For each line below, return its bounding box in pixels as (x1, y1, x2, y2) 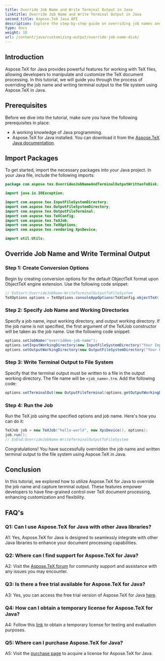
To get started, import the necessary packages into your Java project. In (5, 167, 151, 173)
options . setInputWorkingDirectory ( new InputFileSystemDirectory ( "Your (5, 342, 153, 348)
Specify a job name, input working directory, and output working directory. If (5, 318, 160, 324)
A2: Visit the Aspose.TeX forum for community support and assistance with (5, 563, 157, 569)
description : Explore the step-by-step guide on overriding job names (5, 21, 153, 26)
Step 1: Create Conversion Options (5, 264, 89, 271)
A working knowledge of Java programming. (12, 129, 103, 135)
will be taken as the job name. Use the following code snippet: (5, 329, 131, 334)
